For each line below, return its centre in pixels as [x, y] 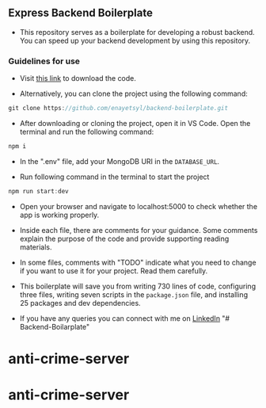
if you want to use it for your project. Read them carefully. [114, 271]
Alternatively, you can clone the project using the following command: [133, 93]
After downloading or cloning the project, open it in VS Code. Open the [135, 123]
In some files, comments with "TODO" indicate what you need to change [138, 262]
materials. [36, 247]
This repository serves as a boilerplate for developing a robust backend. [137, 32]
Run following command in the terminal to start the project [114, 177]
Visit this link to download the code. [78, 78]
